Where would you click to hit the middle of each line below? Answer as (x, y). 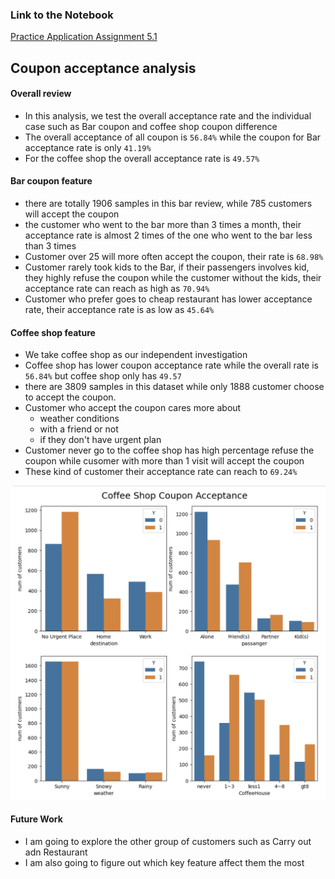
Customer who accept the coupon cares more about (133, 408)
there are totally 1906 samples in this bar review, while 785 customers (168, 204)
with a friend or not (79, 429)
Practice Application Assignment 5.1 (84, 37)
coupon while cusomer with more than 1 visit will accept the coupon (164, 461)
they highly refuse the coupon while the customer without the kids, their (173, 278)
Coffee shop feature (53, 332)
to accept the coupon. (70, 397)
